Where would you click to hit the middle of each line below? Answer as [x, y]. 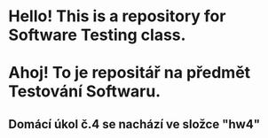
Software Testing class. [97, 35]
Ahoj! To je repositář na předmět [130, 73]
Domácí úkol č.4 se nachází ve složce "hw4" [134, 124]
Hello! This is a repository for [117, 16]
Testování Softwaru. [85, 92]
